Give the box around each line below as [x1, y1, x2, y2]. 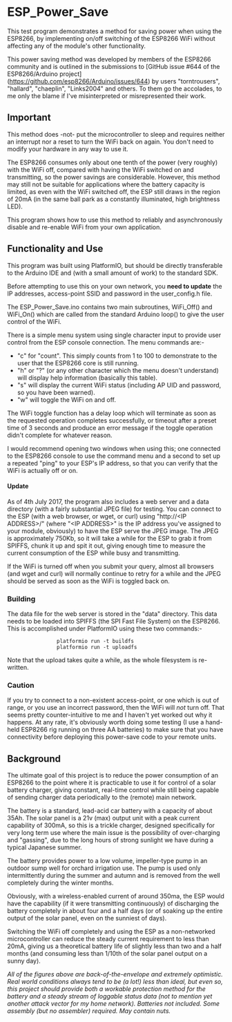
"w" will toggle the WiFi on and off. [17, 395, 116, 404]
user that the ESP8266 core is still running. [17, 358, 139, 367]
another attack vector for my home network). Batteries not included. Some [7, 999, 220, 1008]
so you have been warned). [17, 388, 95, 396]
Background [7, 753, 61, 764]
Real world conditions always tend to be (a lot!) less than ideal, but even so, [7, 978, 223, 986]
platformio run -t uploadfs [56, 644, 137, 651]
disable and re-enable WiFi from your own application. [7, 222, 162, 231]
